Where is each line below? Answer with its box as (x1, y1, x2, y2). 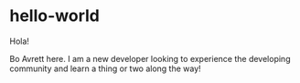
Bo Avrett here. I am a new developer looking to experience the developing (9, 53, 291, 64)
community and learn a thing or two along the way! (9, 63, 201, 74)
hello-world (9, 5, 101, 26)
